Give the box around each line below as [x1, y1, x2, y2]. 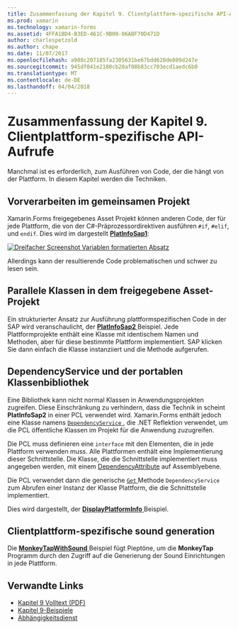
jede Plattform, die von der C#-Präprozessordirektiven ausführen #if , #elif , [7, 221, 229, 230]
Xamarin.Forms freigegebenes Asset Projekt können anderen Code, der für [7, 214, 226, 222]
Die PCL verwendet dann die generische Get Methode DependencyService [7, 476, 220, 484]
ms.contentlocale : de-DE [7, 76, 81, 84]
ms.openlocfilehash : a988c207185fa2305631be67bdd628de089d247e [7, 57, 198, 64]
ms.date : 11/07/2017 [7, 50, 69, 58]
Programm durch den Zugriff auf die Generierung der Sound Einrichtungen [7, 552, 225, 560]
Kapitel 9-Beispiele [17, 606, 73, 615]
